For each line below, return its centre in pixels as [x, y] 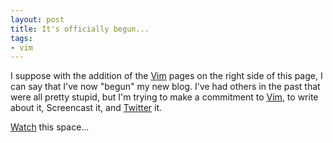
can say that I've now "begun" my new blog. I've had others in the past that [165, 87]
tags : [21, 38]
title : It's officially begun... [80, 29]
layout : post [37, 19]
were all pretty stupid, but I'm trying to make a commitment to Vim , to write [164, 97]
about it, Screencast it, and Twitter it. [86, 108]
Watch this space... [50, 127]
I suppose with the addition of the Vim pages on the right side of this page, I [166, 76]
